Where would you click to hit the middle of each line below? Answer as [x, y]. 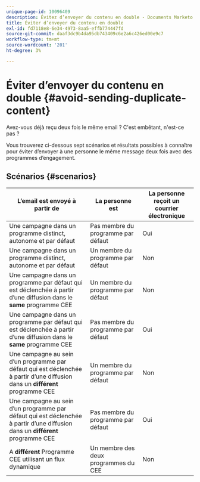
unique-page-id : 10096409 [38, 12]
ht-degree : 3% [24, 51]
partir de [47, 208]
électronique [167, 215]
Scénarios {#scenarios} [51, 177]
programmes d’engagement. [41, 157]
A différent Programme [42, 452]
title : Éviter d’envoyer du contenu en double [65, 23]
